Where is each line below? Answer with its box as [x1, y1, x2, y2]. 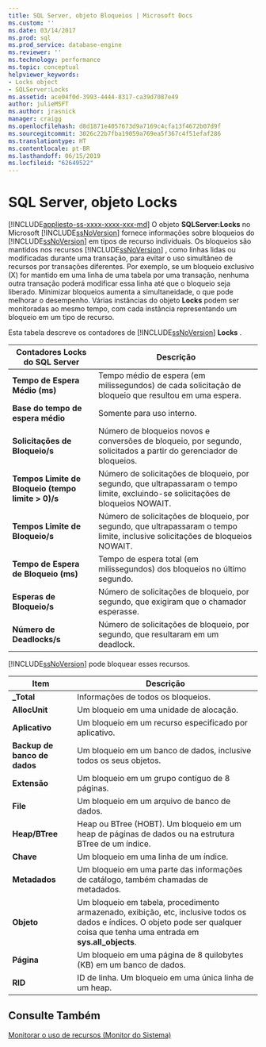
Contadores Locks [15, 347, 87, 358]
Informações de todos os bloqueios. [77, 691, 211, 702]
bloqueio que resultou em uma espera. [97, 390, 241, 401]
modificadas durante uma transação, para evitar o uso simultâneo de [8, 253, 234, 263]
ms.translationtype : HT [8, 137, 87, 145]
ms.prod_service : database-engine [8, 41, 123, 49]
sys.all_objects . [77, 937, 137, 948]
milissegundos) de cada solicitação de [97, 380, 241, 391]
